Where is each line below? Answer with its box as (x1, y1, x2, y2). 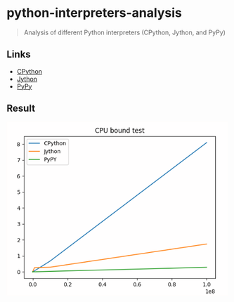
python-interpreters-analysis (6, 5, 182, 21)
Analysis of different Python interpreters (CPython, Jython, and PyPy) (23, 28, 226, 37)
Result (6, 103, 36, 114)
